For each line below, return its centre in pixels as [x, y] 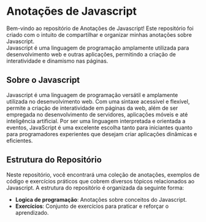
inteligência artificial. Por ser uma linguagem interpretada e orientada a [96, 121]
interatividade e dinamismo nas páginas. [57, 61]
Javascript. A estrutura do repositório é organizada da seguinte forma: [95, 188]
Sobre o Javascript [43, 80]
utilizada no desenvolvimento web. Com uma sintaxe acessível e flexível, [98, 101]
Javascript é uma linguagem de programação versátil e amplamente [92, 95]
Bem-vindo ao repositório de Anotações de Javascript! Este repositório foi [100, 28]
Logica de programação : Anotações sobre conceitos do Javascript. [101, 199]
